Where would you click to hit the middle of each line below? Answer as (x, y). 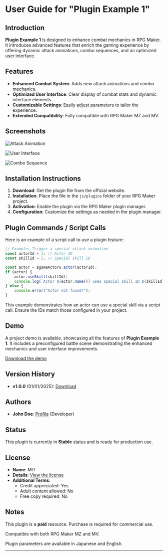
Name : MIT (24, 470)
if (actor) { (19, 272)
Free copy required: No (44, 496)
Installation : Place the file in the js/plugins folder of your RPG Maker (84, 196)
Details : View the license (38, 475)
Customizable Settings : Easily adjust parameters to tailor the (75, 105)
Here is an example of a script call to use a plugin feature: (64, 240)
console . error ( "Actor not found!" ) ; (52, 291)
